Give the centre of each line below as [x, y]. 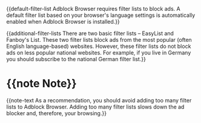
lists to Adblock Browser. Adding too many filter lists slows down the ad [95, 107]
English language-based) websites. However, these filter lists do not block [99, 46]
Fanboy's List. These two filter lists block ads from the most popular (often [99, 40]
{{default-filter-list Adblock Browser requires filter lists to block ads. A [93, 9]
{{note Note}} [41, 84]
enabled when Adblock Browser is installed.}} [63, 22]
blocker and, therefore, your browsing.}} [57, 113]
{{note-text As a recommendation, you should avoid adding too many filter [99, 100]
